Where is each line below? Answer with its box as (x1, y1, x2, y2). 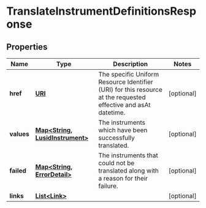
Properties (6, 42, 48, 52)
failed (9, 166, 26, 175)
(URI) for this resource (98, 86, 162, 94)
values (9, 130, 29, 138)
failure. (98, 182, 118, 190)
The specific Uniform (98, 70, 159, 78)
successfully (98, 133, 135, 142)
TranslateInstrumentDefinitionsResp (6, 4, 197, 18)
